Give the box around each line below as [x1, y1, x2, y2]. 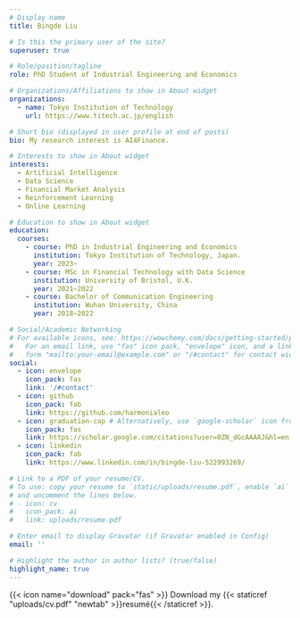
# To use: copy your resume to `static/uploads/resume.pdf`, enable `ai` [9, 482, 290, 491]
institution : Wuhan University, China [32, 301, 178, 310]
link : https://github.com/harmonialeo [25, 408, 170, 417]
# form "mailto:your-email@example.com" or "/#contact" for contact [9, 350, 278, 359]
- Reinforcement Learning [17, 193, 114, 202]
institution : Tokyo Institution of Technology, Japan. [32, 251, 242, 260]
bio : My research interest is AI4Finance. [9, 136, 170, 145]
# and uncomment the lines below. [9, 490, 138, 500]
